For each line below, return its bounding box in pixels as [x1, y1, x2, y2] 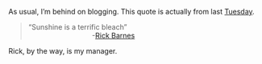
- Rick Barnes [91, 31, 135, 40]
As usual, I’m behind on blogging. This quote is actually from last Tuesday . [8, 7, 256, 16]
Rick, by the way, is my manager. [8, 46, 118, 55]
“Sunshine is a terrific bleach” [27, 22, 127, 31]
